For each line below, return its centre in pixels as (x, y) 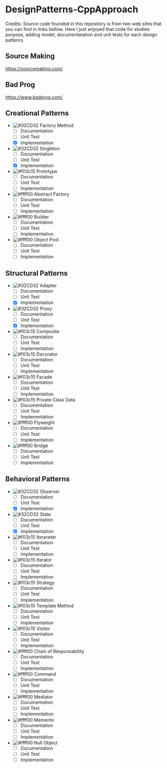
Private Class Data (56, 400)
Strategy (45, 583)
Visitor (43, 628)
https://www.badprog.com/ (34, 97)
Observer (50, 491)
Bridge (41, 446)
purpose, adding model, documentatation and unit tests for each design (81, 34)
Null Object (46, 742)
